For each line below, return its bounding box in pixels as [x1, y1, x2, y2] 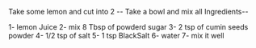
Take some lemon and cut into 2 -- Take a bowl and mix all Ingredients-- [8, 7, 249, 16]
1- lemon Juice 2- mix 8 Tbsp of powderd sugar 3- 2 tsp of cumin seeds [8, 22, 249, 31]
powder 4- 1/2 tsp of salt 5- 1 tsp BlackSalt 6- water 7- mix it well [8, 31, 225, 40]
